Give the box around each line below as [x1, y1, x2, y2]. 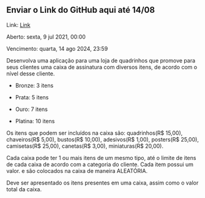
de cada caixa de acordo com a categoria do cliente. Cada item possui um [6, 161, 194, 168]
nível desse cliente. [6, 70, 55, 77]
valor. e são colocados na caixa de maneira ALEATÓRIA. [6, 167, 148, 174]
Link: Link [6, 21, 31, 28]
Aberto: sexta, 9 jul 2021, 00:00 [6, 33, 86, 40]
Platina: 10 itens [15, 117, 55, 124]
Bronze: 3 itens [15, 82, 54, 89]
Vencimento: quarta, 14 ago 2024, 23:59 [6, 45, 108, 52]
